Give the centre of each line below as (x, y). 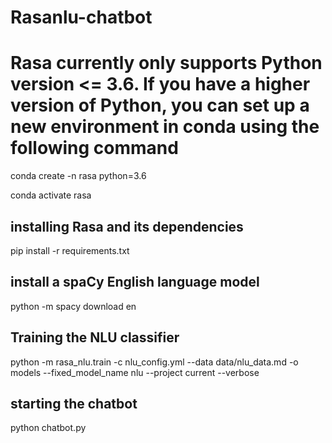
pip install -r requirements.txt (70, 250)
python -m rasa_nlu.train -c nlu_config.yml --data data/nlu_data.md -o (154, 362)
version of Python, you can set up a (160, 105)
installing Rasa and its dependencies (127, 226)
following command (94, 148)
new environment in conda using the (165, 127)
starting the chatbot (74, 403)
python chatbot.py (48, 428)
